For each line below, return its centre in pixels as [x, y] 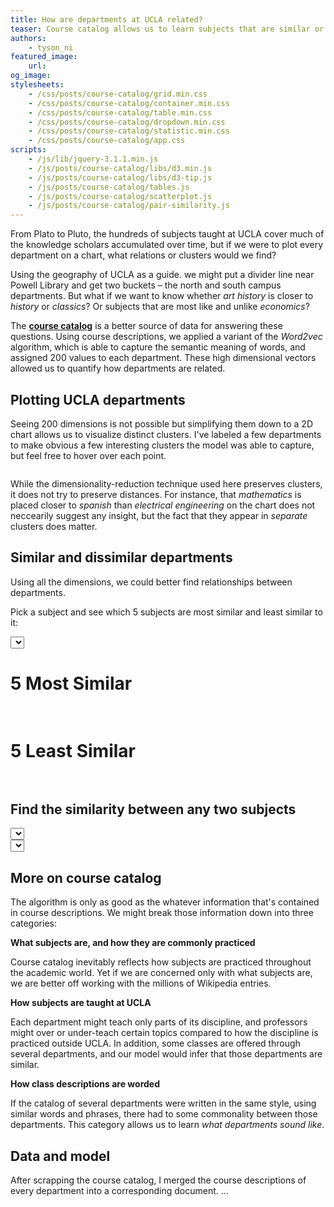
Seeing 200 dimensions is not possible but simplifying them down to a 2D [161, 423]
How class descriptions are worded [85, 1084]
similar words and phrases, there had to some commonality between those [164, 1114]
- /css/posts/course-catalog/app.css [107, 141]
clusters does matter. [54, 526]
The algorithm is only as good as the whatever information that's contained [165, 902]
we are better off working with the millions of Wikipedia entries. [141, 983]
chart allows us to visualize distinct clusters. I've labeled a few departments [166, 434]
